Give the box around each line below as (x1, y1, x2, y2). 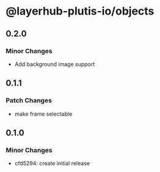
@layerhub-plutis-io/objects (5, 4, 155, 18)
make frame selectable (14, 110, 73, 117)
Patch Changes (5, 96, 53, 105)
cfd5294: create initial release (14, 160, 90, 167)
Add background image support (14, 60, 95, 67)
